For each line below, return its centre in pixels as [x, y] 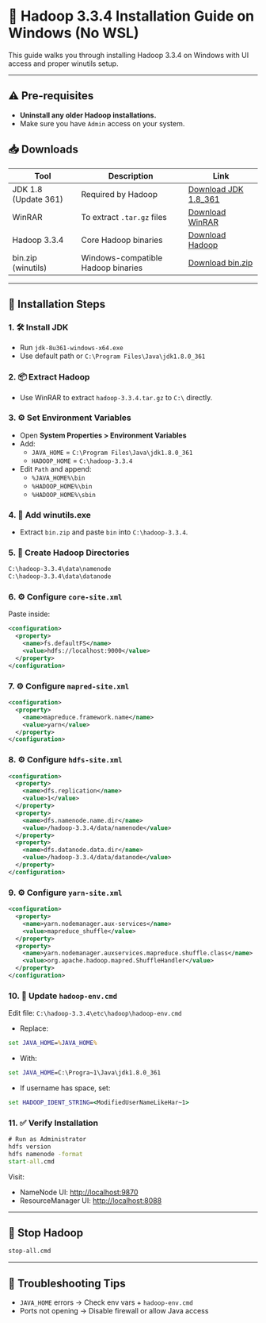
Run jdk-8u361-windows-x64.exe [72, 348]
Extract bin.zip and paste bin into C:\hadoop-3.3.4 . [104, 532]
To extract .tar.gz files [124, 217]
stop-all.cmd [30, 1251]
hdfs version [30, 1147]
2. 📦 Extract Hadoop [49, 377]
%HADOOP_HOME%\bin [62, 486]
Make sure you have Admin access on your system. [102, 123]
